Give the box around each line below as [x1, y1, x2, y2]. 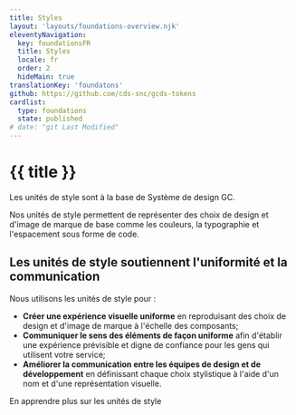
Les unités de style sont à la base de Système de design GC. [9, 191, 235, 202]
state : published [17, 114, 83, 123]
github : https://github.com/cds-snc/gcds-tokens [9, 89, 196, 98]
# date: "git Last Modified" [9, 123, 119, 132]
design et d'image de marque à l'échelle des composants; [22, 320, 239, 331]
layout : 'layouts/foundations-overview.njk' [9, 22, 180, 31]
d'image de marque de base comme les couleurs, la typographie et [9, 218, 260, 229]
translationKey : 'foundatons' [9, 81, 124, 90]
